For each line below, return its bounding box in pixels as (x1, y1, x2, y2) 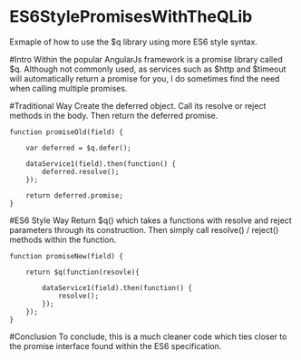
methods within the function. (9, 234, 117, 245)
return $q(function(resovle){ (25, 268, 141, 277)
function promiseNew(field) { (9, 251, 124, 260)
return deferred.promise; (25, 190, 124, 200)
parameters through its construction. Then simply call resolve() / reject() (9, 224, 279, 235)
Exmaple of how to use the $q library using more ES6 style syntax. (9, 36, 258, 47)
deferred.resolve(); (42, 167, 120, 176)
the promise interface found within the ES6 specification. (9, 340, 222, 351)
